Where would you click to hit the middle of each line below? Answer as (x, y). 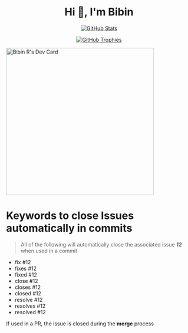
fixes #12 (26, 268)
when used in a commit (49, 251)
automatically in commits (69, 228)
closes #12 (28, 287)
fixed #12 (26, 274)
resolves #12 (30, 306)
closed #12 (28, 293)
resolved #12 (30, 312)
